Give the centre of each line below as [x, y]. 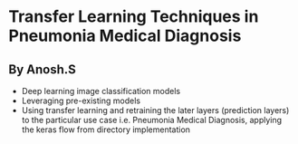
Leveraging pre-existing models [81, 101]
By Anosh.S [42, 69]
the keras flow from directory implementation [106, 130]
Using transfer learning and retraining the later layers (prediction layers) [155, 110]
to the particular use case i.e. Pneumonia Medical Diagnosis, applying [152, 120]
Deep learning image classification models [101, 91]
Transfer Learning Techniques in [134, 17]
